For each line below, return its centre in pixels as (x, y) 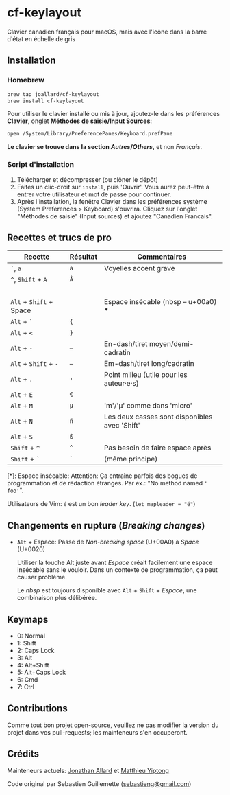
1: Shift (26, 643)
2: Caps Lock (36, 650)
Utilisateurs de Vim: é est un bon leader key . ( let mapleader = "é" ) (101, 504)
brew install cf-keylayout (46, 101)
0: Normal (31, 636)
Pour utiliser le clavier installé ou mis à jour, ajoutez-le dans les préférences (114, 114)
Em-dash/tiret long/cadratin (149, 364)
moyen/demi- (172, 344)
